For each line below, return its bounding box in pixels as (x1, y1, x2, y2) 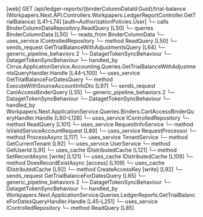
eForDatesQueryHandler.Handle (6, 198, 86, 205)
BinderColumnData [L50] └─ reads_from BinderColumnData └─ (6, 31, 164, 38)
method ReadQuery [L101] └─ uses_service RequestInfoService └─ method (6, 121, 193, 128)
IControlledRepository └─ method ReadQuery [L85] (6, 204, 135, 211)
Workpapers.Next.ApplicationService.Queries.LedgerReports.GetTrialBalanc (6, 192, 195, 198)
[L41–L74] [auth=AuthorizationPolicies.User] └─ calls (37, 18, 169, 25)
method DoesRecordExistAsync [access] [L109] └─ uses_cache (6, 160, 165, 166)
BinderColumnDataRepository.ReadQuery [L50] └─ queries (6, 24, 153, 31)
